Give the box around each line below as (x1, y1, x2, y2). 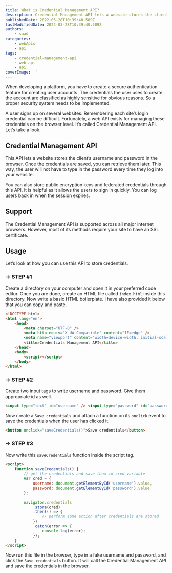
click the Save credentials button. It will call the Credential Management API (5, 558, 166, 564)
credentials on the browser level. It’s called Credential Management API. (5, 121, 157, 127)
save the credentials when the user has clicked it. (5, 418, 110, 424)
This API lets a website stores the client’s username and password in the (5, 155, 158, 161)
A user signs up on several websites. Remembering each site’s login (5, 110, 148, 116)
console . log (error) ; (41, 528, 86, 533)
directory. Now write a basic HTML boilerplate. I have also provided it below (5, 296, 165, 302)
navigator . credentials (24, 499, 72, 505)
